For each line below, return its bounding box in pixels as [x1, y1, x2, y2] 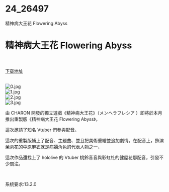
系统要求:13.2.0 [5, 181, 37, 187]
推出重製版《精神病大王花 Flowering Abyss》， [5, 116, 101, 122]
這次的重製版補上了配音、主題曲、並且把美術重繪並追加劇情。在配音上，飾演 [5, 137, 164, 143]
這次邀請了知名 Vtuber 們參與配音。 [5, 127, 79, 133]
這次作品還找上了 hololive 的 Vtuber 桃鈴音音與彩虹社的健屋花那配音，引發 [5, 154, 159, 160]
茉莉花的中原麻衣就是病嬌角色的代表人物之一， [5, 144, 102, 150]
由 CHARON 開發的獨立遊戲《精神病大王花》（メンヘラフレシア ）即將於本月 [5, 110, 162, 116]
